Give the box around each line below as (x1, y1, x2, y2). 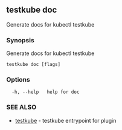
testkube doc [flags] (6, 62, 61, 68)
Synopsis (6, 36, 34, 44)
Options (6, 76, 30, 84)
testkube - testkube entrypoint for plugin (14, 117, 117, 124)
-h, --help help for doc (11, 89, 80, 96)
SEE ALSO (6, 103, 37, 111)
